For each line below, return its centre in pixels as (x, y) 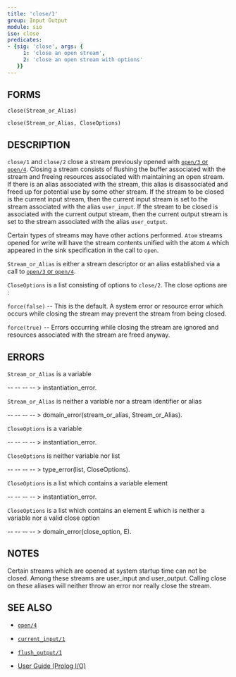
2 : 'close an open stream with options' (83, 60)
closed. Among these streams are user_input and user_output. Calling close (117, 578)
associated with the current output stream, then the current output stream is (118, 214)
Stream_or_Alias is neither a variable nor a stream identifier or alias (105, 402)
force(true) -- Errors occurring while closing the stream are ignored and (113, 328)
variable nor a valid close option (54, 518)
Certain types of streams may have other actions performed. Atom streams (115, 235)
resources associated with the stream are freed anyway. (89, 335)
